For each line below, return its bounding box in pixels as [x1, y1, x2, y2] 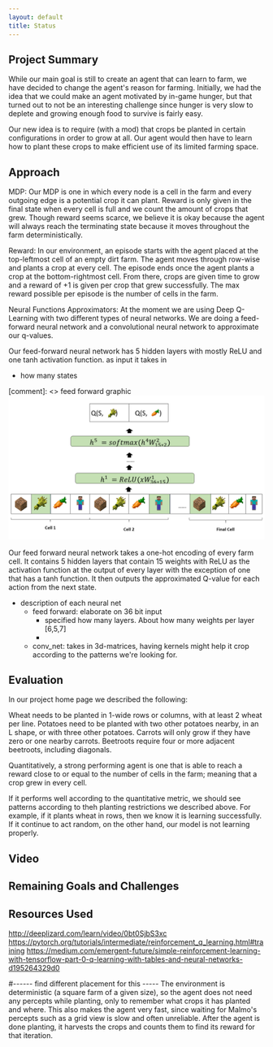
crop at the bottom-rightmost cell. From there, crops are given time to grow [8, 272, 260, 282]
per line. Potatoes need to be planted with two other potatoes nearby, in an [8, 719, 259, 729]
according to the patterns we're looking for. [32, 650, 178, 660]
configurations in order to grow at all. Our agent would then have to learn [8, 133, 253, 143]
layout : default [8, 13, 63, 21]
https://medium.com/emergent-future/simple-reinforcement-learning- [26, 946, 262, 956]
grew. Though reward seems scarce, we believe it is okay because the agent [8, 213, 265, 223]
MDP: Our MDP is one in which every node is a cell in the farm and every [8, 187, 252, 197]
